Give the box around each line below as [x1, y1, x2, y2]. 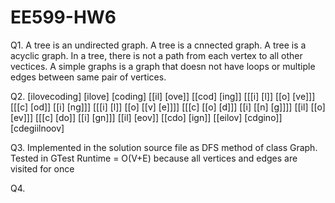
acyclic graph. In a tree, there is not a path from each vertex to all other [10, 49, 303, 61]
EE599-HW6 [10, 6, 117, 29]
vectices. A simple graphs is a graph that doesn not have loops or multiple [10, 60, 316, 72]
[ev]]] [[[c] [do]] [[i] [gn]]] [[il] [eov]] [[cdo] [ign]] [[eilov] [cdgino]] [10, 111, 283, 123]
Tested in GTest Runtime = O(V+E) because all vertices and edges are [10, 152, 298, 164]
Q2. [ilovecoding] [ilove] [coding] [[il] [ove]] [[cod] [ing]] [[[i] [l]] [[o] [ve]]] [10, 90, 316, 102]
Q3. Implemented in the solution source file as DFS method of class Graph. [10, 141, 318, 153]
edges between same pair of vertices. [10, 71, 167, 83]
